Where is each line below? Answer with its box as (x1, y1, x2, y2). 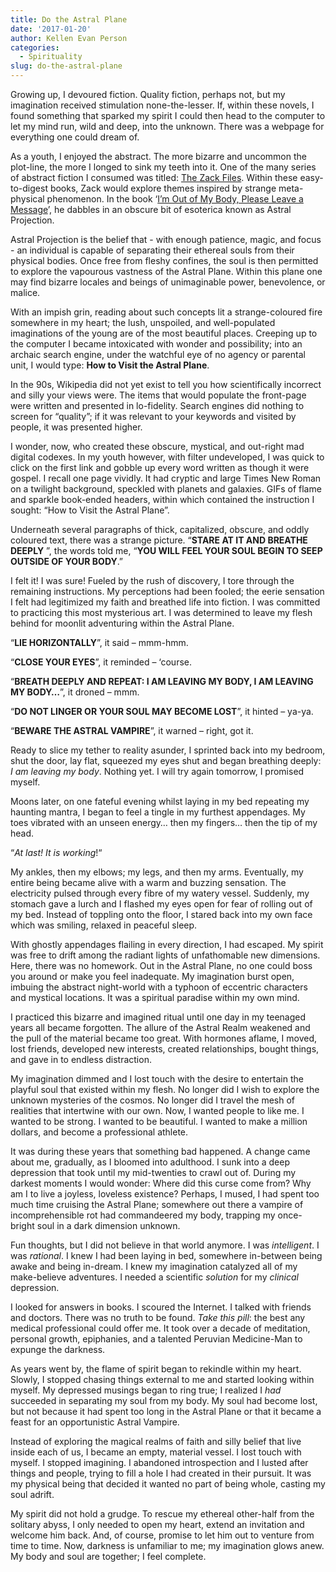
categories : (10, 42, 60, 53)
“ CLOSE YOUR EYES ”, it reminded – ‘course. (10, 656, 193, 668)
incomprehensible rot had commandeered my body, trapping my (10, 1209, 276, 1221)
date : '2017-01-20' (10, 24, 92, 34)
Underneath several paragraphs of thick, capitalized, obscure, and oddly (10, 524, 310, 535)
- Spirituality (19, 52, 83, 62)
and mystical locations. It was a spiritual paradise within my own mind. (10, 992, 300, 1003)
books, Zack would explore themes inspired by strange (49, 182, 277, 194)
